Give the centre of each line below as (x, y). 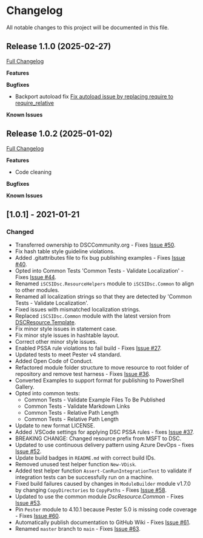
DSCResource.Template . (45, 322)
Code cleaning (33, 172)
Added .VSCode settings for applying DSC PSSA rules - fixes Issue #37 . (105, 432)
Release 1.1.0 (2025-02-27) (59, 46)
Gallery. (25, 387)
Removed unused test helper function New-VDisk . (76, 465)
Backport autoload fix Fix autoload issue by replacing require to (94, 96)
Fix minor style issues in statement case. (66, 329)
